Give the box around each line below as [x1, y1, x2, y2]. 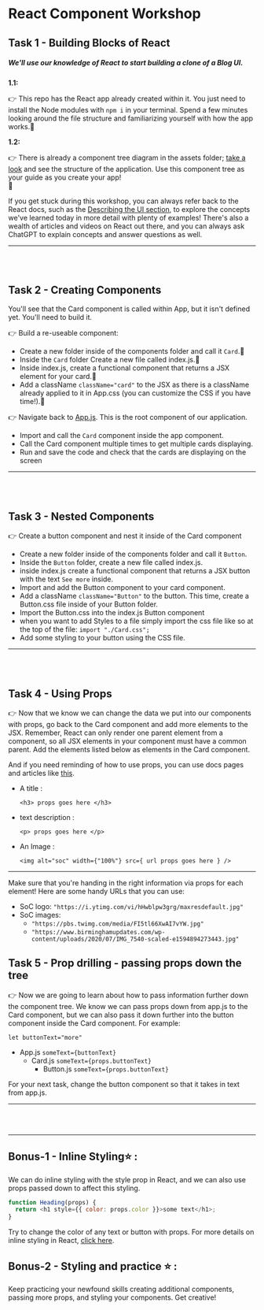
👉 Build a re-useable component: [8, 328, 119, 338]
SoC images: [19, 910, 61, 919]
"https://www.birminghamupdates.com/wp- [31, 928, 166, 936]
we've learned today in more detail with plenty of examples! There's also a [8, 213, 249, 222]
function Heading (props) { [8, 1198, 97, 1206]
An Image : [19, 841, 55, 851]
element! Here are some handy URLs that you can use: [8, 886, 185, 896]
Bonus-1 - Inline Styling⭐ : [8, 1150, 138, 1163]
